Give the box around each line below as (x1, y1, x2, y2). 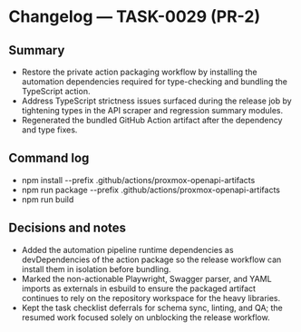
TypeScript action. (21, 86, 91, 96)
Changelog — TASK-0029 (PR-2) (8, 6, 260, 27)
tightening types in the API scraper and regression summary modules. (21, 105, 284, 115)
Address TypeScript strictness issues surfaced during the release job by (21, 95, 292, 106)
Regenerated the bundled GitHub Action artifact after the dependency (21, 115, 283, 125)
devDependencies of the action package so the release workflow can (21, 254, 282, 265)
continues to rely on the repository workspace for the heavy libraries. (21, 292, 281, 303)
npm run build (21, 193, 74, 205)
